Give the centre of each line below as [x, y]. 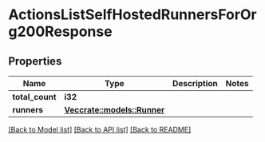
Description [195, 83]
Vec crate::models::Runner [115, 110]
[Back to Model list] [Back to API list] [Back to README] [100, 130]
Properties [35, 61]
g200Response [61, 32]
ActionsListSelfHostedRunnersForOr [132, 15]
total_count [34, 97]
